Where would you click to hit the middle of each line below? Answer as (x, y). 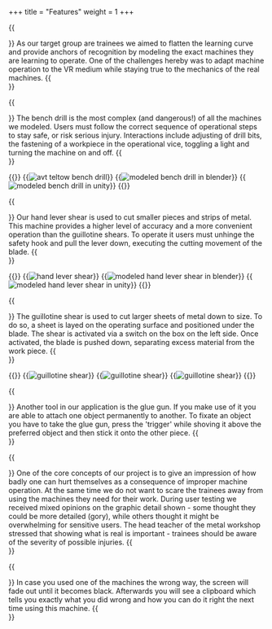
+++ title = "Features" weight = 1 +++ (71, 12)
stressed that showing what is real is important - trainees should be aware (133, 533)
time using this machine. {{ (53, 608)
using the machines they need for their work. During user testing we (123, 499)
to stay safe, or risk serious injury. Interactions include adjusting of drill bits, (135, 135)
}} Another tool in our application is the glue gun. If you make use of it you (132, 407)
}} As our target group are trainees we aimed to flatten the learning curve (131, 43)
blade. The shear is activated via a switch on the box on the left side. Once (134, 334)
